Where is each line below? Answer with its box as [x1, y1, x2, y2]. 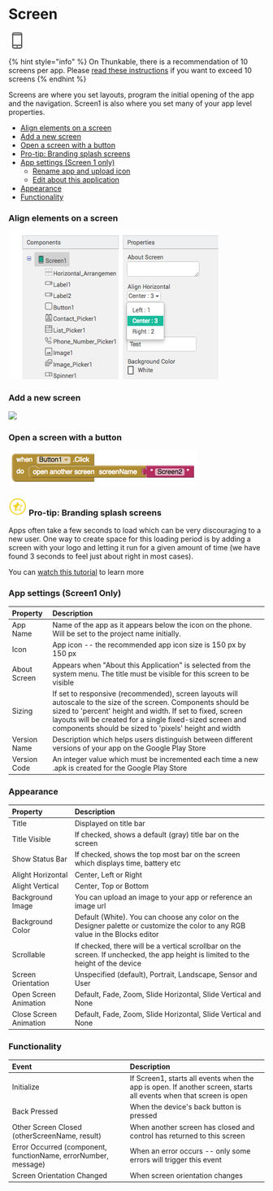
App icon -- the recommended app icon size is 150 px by [52, 640, 246, 650]
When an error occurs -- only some [129, 1146, 251, 1156]
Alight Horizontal [11, 869, 68, 879]
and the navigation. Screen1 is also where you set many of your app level [8, 99, 252, 108]
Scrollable [11, 949, 46, 959]
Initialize [11, 1082, 40, 1092]
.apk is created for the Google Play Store [52, 763, 188, 773]
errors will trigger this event [129, 1155, 222, 1165]
